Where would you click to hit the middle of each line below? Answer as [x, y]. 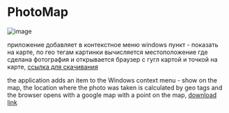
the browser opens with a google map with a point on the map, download [112, 95]
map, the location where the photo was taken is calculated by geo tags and [115, 87]
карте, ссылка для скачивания [53, 67]
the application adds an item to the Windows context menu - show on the [112, 80]
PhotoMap [38, 12]
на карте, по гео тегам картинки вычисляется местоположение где [108, 52]
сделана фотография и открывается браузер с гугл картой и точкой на [112, 59]
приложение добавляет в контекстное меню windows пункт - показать [113, 44]
